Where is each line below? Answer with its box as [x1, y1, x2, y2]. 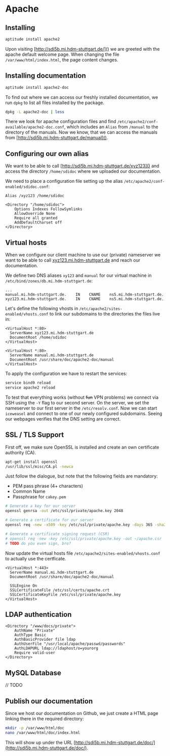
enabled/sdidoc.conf [5, 184, 49, 190]
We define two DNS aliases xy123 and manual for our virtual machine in [5, 272, 152, 278]
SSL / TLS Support [5, 430, 64, 439]
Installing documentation [5, 72, 86, 80]
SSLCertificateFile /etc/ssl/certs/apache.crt [10, 587, 110, 592]
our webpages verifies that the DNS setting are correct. [5, 416, 121, 422]
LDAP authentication [5, 610, 72, 619]
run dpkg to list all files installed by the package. [5, 100, 105, 106]
